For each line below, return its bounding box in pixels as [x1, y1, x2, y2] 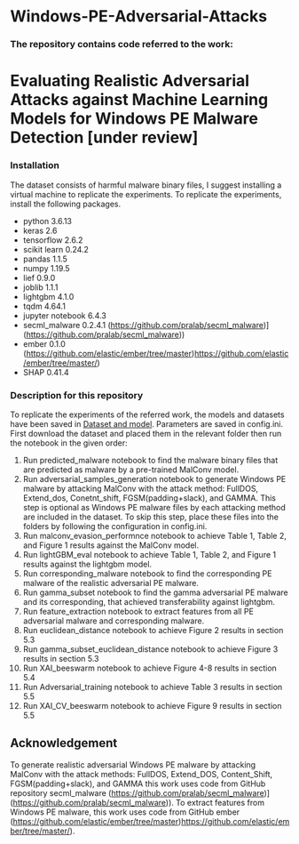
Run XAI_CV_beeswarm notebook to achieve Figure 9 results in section [22, 700, 282, 711]
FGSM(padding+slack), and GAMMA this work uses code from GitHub [10, 778, 266, 789]
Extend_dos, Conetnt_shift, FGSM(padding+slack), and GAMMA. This [22, 492, 276, 503]
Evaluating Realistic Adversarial [10, 71, 250, 91]
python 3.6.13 [22, 215, 73, 226]
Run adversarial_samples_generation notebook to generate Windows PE [22, 473, 287, 484]
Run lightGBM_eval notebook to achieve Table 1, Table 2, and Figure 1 [22, 549, 277, 559]
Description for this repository [10, 389, 144, 401]
